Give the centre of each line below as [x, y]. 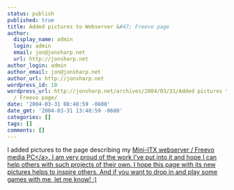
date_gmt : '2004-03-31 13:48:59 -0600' [65, 111]
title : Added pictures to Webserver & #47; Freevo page [88, 26]
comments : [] [26, 130]
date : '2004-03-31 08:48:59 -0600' [59, 104]
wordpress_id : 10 [32, 85]
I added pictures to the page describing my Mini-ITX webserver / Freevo [111, 150]
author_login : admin [37, 65]
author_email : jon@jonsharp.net [54, 72]
